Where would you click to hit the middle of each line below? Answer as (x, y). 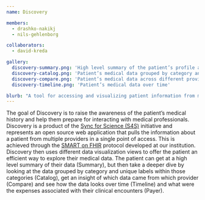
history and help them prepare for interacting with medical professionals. (98, 120)
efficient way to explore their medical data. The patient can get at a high (97, 159)
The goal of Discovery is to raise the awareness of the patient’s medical (96, 113)
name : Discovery (27, 12)
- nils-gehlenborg (35, 34)
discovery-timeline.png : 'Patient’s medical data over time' (91, 85)
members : (17, 23)
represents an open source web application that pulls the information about (101, 132)
